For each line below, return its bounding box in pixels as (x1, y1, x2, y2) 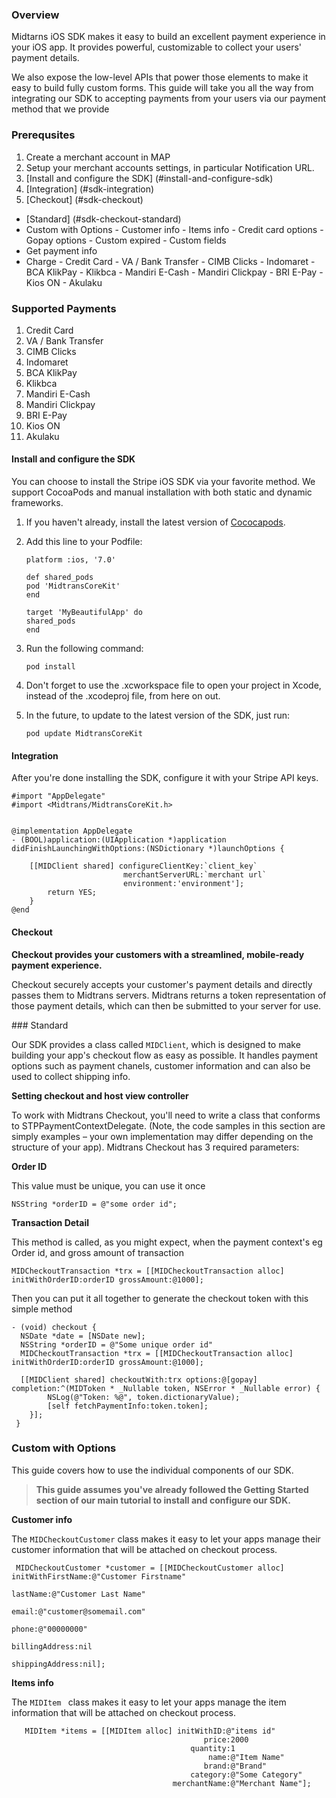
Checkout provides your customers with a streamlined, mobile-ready (11, 948, 305, 960)
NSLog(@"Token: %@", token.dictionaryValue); (47, 1392, 241, 1402)
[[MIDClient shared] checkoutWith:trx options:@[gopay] (20, 1374, 258, 1385)
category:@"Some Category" (190, 1769, 303, 1780)
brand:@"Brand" (203, 1761, 268, 1771)
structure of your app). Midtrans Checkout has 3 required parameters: (11, 1141, 300, 1153)
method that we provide (11, 103, 110, 115)
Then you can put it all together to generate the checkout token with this (11, 1292, 309, 1304)
